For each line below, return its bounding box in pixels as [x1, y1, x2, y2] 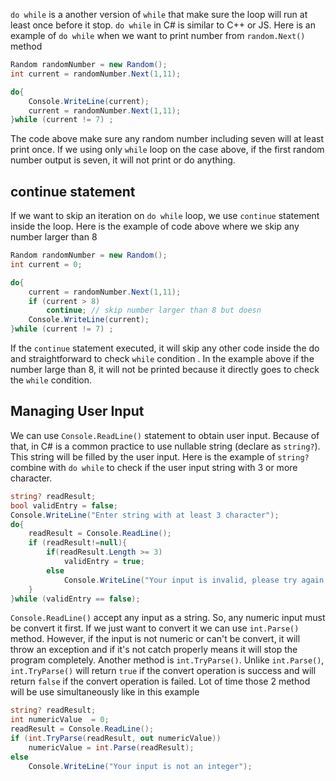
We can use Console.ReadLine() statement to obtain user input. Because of [10, 429, 320, 441]
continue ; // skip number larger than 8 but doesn [46, 305, 262, 316]
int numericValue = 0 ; [10, 715, 110, 725]
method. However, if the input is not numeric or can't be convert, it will [10, 633, 301, 645]
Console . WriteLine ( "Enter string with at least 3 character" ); [10, 510, 280, 520]
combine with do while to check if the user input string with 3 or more [10, 461, 298, 473]
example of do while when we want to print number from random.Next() [10, 30, 306, 41]
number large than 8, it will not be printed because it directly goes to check [10, 364, 320, 376]
